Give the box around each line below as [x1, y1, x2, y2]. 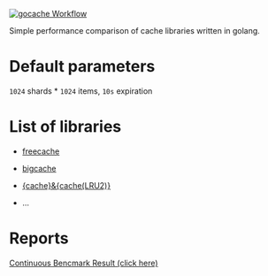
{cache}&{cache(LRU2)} [21, 180, 111, 190]
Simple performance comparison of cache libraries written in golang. [9, 26, 261, 35]
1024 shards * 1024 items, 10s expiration [9, 85, 153, 96]
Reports [9, 228, 69, 249]
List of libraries [9, 117, 122, 137]
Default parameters [9, 57, 156, 77]
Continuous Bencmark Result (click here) [9, 257, 158, 268]
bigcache [21, 163, 57, 173]
